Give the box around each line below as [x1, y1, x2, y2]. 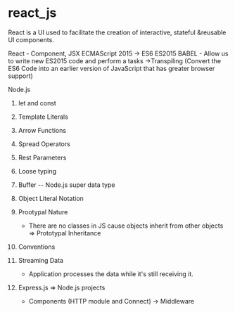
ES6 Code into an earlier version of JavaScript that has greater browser [8, 64, 215, 72]
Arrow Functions [18, 126, 66, 134]
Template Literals [18, 112, 69, 121]
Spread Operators [18, 139, 71, 148]
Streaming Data [18, 256, 64, 264]
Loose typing [18, 167, 57, 175]
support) [8, 72, 34, 80]
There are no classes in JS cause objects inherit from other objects [28, 221, 224, 230]
